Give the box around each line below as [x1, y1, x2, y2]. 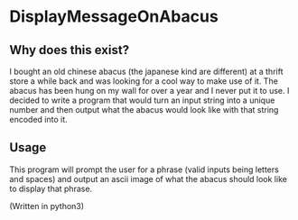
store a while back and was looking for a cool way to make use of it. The [9, 76, 278, 87]
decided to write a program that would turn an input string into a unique [9, 95, 275, 105]
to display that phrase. [9, 183, 93, 194]
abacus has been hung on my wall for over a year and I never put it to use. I [9, 86, 290, 96]
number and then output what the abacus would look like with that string [9, 105, 279, 115]
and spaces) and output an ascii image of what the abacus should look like [9, 173, 287, 184]
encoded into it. [9, 115, 68, 124]
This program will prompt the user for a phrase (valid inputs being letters [9, 164, 280, 175]
